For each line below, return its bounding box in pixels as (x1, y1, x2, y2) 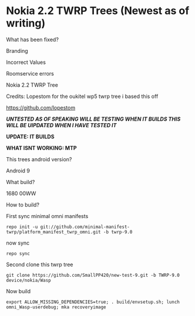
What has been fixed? (6, 36, 59, 43)
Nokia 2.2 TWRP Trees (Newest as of (6, 4, 190, 18)
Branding (6, 47, 28, 54)
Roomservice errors (6, 70, 54, 77)
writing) (6, 16, 46, 30)
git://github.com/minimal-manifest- (40, 224, 130, 230)
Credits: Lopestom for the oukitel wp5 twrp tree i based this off (6, 93, 159, 100)
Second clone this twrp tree (6, 261, 73, 268)
